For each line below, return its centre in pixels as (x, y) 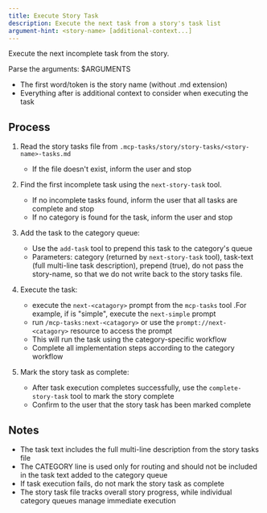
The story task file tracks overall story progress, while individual (126, 492)
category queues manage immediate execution (98, 501)
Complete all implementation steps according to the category (133, 348)
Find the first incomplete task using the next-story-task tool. (121, 185)
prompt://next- (201, 323)
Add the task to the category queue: (80, 233)
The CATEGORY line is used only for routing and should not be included (138, 466)
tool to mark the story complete (122, 396)
